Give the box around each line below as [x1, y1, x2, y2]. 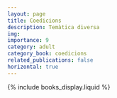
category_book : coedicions [7, 50, 87, 58]
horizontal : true [7, 63, 59, 70]
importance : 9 [7, 37, 50, 44]
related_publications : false [7, 57, 94, 64]
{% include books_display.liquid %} [7, 82, 111, 91]
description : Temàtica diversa [7, 23, 100, 31]
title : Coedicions [7, 17, 62, 24]
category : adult [7, 43, 55, 50]
